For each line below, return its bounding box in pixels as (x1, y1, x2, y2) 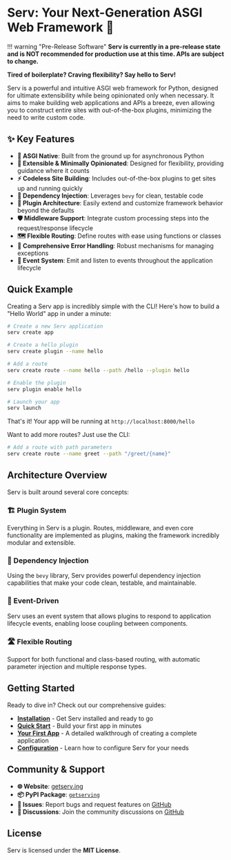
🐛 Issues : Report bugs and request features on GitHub (17, 800, 172, 808)
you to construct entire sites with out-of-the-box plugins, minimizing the (7, 106, 212, 114)
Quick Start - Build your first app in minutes (17, 721, 142, 730)
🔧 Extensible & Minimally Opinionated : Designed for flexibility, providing (17, 159, 224, 167)
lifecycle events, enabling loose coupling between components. (7, 619, 188, 627)
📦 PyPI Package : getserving (17, 790, 100, 798)
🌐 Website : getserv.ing (17, 782, 84, 790)
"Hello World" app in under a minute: (7, 309, 112, 317)
